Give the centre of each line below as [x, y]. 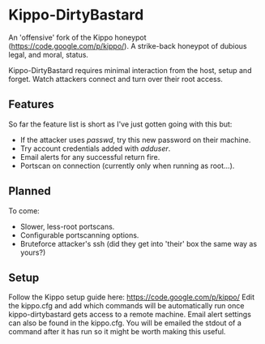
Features [31, 104]
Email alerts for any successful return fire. [90, 157]
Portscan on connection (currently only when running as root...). [127, 166]
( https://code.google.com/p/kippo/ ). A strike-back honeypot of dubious [128, 45]
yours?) [33, 252]
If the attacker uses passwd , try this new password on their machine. [135, 140]
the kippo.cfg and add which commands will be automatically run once [126, 306]
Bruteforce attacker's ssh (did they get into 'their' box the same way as [139, 243]
